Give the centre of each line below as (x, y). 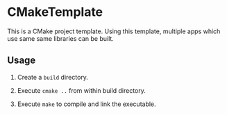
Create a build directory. (53, 77)
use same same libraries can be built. (61, 38)
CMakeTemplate (55, 12)
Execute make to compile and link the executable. (86, 104)
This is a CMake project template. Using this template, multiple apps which (114, 31)
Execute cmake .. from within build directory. (81, 90)
